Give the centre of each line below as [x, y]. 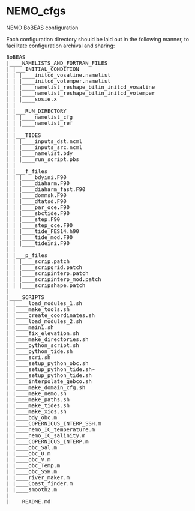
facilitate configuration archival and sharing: [61, 46]
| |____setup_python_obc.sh [47, 363]
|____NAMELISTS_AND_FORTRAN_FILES [57, 63]
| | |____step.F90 [33, 219]
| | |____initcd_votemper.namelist [58, 81]
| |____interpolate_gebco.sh [49, 381]
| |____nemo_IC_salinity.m [46, 435]
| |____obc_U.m [28, 453]
